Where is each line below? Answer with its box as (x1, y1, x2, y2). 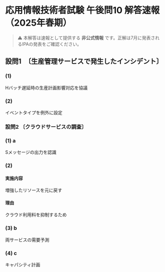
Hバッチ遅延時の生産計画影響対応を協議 (5, 84, 88, 90)
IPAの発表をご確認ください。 (22, 41, 82, 47)
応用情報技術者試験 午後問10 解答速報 (5, 5, 160, 16)
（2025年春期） (5, 17, 72, 29)
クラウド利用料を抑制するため (5, 212, 67, 218)
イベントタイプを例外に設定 (5, 109, 63, 116)
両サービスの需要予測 (5, 237, 49, 243)
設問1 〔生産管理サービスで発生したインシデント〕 (5, 57, 163, 66)
